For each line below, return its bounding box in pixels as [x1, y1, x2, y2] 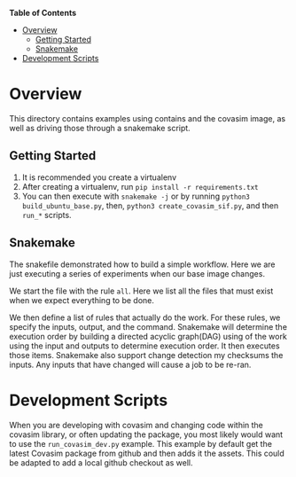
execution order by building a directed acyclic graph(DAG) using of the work [9, 331, 288, 341]
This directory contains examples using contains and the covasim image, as [9, 113, 286, 123]
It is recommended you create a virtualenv [21, 172, 177, 183]
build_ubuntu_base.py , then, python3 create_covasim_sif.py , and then [21, 199, 279, 211]
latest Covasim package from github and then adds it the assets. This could [9, 448, 285, 458]
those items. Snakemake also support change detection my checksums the [9, 349, 284, 360]
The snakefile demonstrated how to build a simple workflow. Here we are [9, 259, 276, 270]
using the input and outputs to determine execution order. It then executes [9, 340, 281, 351]
